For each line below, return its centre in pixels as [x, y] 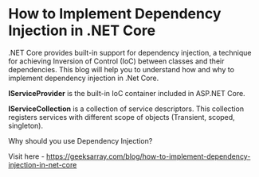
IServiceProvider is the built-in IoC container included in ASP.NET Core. [127, 93]
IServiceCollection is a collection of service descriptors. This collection [126, 109]
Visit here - [27, 156]
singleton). [26, 125]
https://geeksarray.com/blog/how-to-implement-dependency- [149, 156]
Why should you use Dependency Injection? [80, 140]
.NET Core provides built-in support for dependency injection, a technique [130, 52]
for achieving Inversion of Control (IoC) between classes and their [116, 61]
